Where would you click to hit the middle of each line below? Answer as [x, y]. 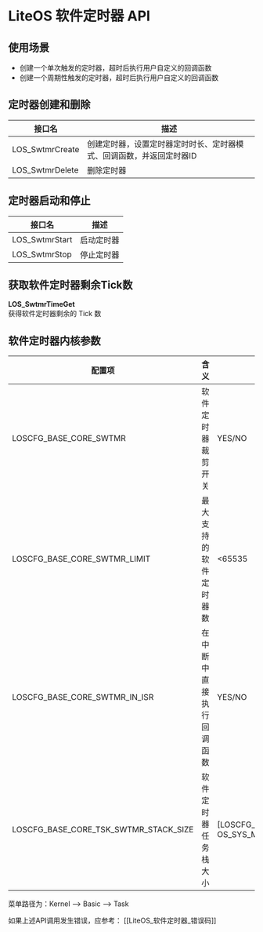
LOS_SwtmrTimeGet [42, 304]
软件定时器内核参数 [54, 341]
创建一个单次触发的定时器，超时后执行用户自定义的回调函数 [115, 68]
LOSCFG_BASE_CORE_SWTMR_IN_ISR [83, 697]
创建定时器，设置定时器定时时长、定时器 [162, 144]
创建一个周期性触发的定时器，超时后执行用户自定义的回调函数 [119, 78]
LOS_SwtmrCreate [46, 149]
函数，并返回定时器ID [158, 155]
